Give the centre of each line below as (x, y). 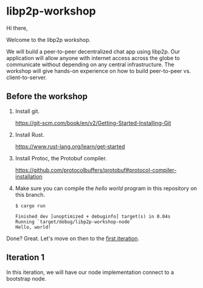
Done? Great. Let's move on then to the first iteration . (73, 238)
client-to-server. (27, 77)
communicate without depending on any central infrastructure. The (90, 64)
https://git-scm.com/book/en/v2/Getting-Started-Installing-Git (93, 123)
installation (29, 176)
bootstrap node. (26, 278)
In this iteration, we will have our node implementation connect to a (90, 272)
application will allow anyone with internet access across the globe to (93, 58)
